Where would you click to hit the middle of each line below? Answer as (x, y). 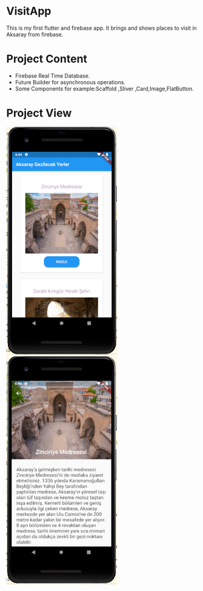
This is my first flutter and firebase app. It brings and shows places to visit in (101, 28)
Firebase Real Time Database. (52, 76)
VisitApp (29, 11)
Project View (39, 113)
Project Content (47, 59)
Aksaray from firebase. (35, 34)
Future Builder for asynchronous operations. (70, 82)
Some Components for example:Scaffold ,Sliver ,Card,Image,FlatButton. (104, 89)
